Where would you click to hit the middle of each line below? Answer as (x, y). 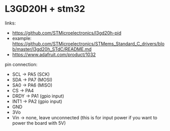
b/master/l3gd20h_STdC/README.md (52, 49)
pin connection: (21, 64)
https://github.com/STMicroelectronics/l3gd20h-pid (67, 33)
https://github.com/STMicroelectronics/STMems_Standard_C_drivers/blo (88, 43)
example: (22, 38)
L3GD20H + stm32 (45, 9)
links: (10, 23)
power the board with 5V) (39, 123)
